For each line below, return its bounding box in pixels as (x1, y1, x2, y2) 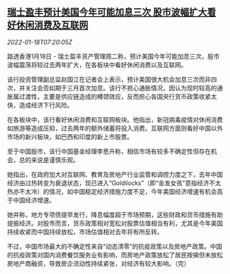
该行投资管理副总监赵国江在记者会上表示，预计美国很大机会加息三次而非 (7, 75, 211, 84)
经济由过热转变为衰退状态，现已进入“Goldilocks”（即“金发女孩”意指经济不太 (7, 179, 221, 187)
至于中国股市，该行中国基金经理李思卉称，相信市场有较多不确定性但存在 (7, 147, 211, 155)
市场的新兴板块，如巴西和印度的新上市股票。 (7, 132, 133, 140)
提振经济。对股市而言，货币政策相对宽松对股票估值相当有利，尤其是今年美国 (7, 219, 223, 227)
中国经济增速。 (12, 196, 55, 204)
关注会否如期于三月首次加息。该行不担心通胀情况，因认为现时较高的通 (25, 84, 223, 92)
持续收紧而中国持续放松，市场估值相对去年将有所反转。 (7, 227, 163, 236)
